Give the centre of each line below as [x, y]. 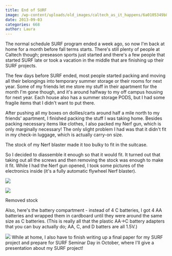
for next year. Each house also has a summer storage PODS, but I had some [85, 98]
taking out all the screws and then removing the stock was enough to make [84, 160]
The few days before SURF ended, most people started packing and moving [85, 76]
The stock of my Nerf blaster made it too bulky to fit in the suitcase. [77, 145]
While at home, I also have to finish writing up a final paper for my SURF [87, 237]
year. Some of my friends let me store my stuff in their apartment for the [81, 87]
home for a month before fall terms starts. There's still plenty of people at [83, 49]
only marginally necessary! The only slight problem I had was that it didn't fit [86, 130]
